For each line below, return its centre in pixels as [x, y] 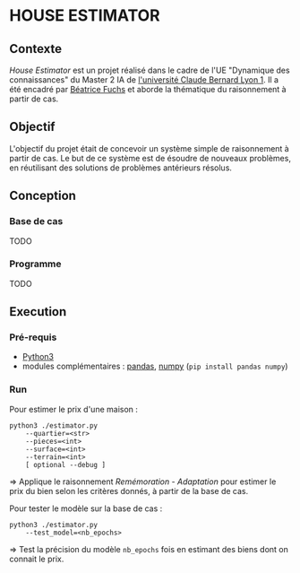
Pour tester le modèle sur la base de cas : [86, 508]
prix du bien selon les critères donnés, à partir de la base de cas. [129, 491]
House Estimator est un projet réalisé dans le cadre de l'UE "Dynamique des [150, 70]
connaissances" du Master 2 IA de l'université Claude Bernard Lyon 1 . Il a [144, 80]
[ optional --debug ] [65, 464]
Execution [38, 312]
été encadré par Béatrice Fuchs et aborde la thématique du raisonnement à [148, 89]
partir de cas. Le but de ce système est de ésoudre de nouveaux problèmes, [150, 158]
